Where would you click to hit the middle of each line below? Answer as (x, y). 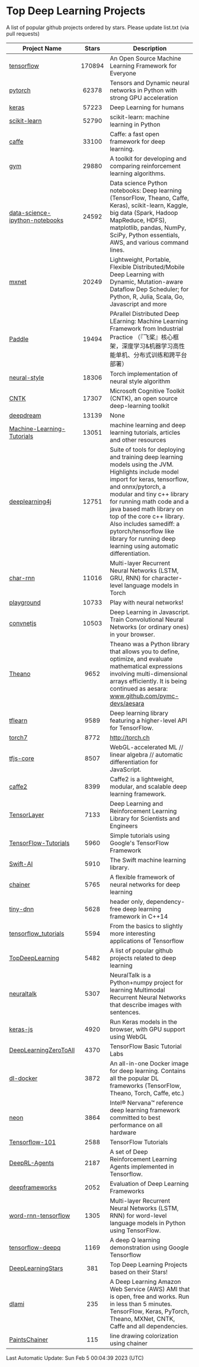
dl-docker (23, 1078)
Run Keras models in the (143, 1021)
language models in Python (147, 1223)
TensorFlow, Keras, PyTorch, (149, 1311)
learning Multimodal (137, 990)
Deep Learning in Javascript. (150, 612)
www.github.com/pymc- (144, 696)
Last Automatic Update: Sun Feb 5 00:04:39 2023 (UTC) (75, 1357)
